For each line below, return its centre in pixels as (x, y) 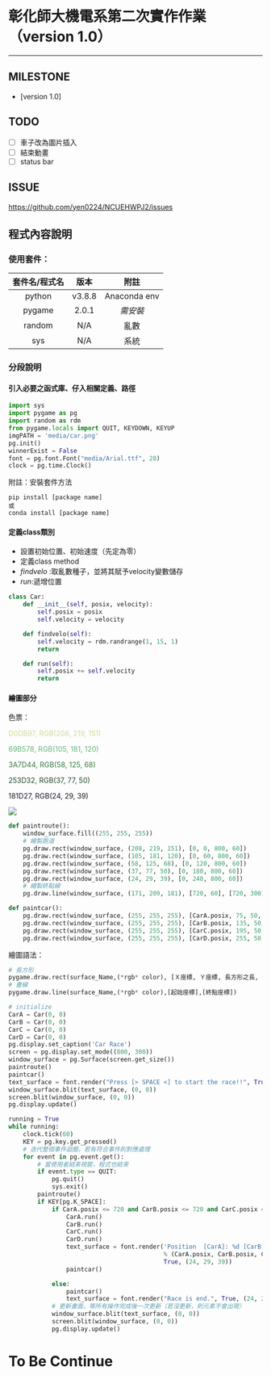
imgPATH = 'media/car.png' (54, 436)
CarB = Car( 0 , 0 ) (38, 1022)
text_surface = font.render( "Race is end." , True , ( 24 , (162, 1299)
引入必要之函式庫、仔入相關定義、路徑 (72, 388)
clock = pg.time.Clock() (50, 466)
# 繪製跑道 (39, 841)
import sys (27, 406)
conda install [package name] (59, 514)
